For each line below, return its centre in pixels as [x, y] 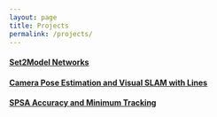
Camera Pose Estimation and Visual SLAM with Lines [108, 82]
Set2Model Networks [49, 62]
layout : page [33, 17]
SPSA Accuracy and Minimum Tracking [83, 103]
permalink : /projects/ [51, 34]
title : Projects [39, 26]
